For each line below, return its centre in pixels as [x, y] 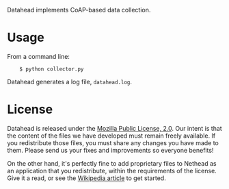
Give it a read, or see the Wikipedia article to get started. [86, 178]
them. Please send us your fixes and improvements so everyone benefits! [110, 150]
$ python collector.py [52, 69]
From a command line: [39, 56]
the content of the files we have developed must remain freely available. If [111, 136]
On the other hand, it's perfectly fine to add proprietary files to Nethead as [112, 163]
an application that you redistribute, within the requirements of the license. [112, 171]
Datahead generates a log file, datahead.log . [69, 81]
